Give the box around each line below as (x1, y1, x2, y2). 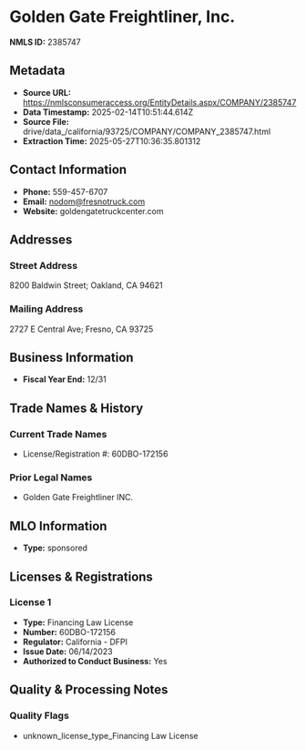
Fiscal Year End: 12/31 (22, 374, 107, 385)
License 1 (9, 596, 52, 609)
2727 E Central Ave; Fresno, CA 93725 (9, 324, 154, 334)
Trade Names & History (9, 400, 144, 416)
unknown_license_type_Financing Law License (22, 730, 199, 741)
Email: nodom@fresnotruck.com (22, 196, 146, 207)
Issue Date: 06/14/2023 (22, 645, 113, 657)
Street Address (9, 259, 78, 272)
